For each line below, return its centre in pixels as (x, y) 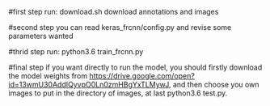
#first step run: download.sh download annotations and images (114, 12)
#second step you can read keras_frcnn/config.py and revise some (120, 27)
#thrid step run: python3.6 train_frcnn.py (76, 51)
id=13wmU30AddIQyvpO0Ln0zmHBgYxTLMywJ (89, 85)
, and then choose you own (214, 85)
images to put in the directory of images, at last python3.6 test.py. (118, 93)
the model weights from (48, 76)
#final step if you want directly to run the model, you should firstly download (135, 67)
